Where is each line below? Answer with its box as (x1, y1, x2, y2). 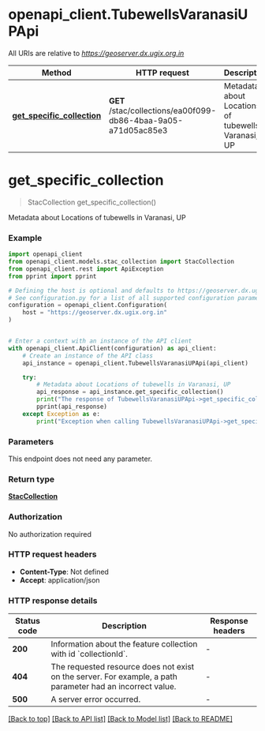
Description (101, 620, 147, 632)
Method (41, 67, 73, 78)
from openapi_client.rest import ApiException (8, 264, 164, 273)
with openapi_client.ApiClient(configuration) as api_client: (8, 344, 217, 352)
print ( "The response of (36, 395, 114, 403)
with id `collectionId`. (50, 649, 129, 660)
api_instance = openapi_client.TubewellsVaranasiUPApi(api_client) (22, 359, 248, 367)
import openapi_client (8, 250, 83, 258)
